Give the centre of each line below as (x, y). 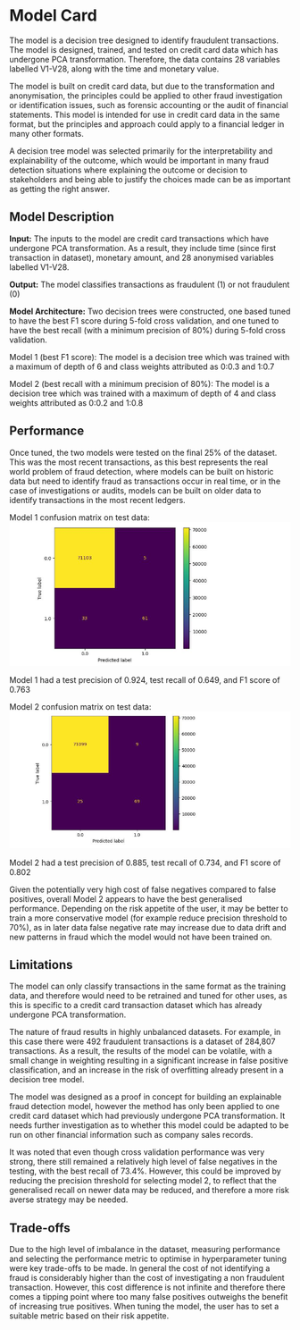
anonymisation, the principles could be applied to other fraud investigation (146, 96)
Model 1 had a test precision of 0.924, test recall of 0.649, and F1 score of (145, 679)
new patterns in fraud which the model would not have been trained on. (141, 937)
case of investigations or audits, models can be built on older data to (135, 490)
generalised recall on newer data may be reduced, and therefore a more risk (150, 1191)
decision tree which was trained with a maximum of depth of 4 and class (143, 393)
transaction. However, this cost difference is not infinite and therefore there (147, 1287)
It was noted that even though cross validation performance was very (137, 1152)
